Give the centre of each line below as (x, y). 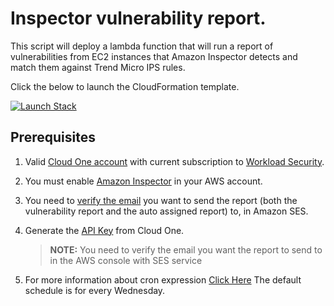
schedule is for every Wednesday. (95, 290)
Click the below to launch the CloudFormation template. (125, 86)
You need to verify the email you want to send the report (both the (161, 200)
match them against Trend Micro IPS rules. (98, 67)
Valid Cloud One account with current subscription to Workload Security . (174, 161)
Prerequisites (53, 137)
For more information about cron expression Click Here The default (163, 279)
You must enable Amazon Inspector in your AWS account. (143, 181)
